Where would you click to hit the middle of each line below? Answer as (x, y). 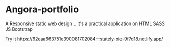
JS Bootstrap (19, 29)
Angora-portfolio (42, 9)
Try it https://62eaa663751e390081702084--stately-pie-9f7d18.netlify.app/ (84, 39)
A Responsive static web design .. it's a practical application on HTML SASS (85, 24)
